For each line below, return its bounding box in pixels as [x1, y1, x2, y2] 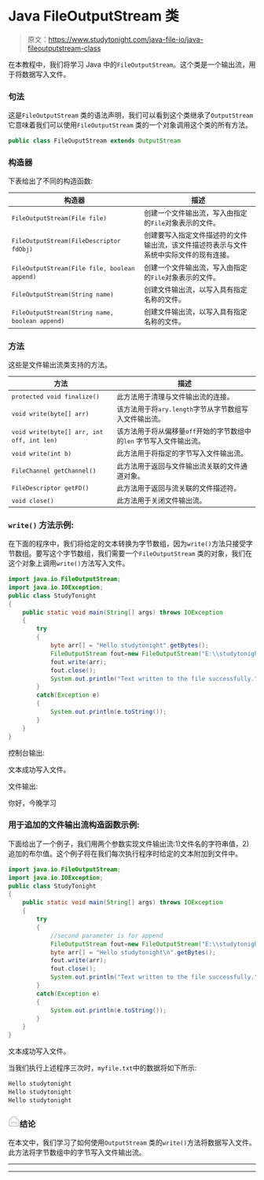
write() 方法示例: [8, 520, 75, 531]
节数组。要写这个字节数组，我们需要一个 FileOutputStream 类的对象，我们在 [8, 549, 253, 558]
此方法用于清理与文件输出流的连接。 [116, 391, 234, 401]
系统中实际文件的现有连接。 [144, 250, 234, 259]
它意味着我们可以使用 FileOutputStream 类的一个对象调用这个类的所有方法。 [8, 120, 253, 130]
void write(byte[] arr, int [11, 428, 104, 436]
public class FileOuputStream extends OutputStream [8, 137, 181, 145]
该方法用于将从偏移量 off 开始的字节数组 [116, 426, 245, 436]
